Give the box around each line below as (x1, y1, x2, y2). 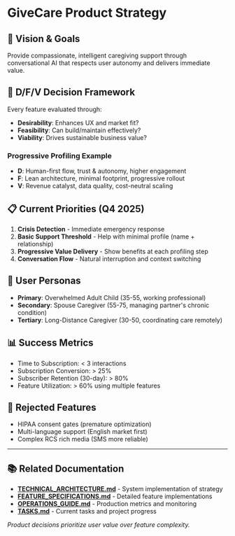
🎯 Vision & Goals (7, 33, 80, 45)
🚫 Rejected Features (7, 401, 97, 414)
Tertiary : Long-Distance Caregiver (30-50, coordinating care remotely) (17, 316, 222, 324)
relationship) (17, 239, 54, 248)
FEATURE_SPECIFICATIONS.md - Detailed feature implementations (17, 492, 213, 501)
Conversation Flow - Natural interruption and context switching (17, 254, 201, 263)
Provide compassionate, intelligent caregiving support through (7, 51, 187, 59)
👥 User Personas (7, 275, 82, 287)
